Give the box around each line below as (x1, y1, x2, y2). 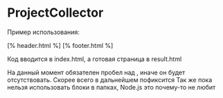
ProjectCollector (7, 5, 104, 21)
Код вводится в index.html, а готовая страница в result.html (7, 54, 182, 63)
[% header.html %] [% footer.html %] (7, 41, 114, 49)
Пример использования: (7, 28, 80, 36)
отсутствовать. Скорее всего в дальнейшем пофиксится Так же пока (7, 75, 213, 84)
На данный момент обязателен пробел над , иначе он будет (7, 68, 186, 76)
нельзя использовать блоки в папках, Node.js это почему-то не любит (7, 83, 216, 91)
